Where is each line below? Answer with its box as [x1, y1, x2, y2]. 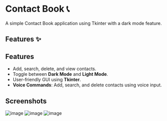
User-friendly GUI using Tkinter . [12, 77, 81, 83]
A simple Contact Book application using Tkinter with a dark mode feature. [5, 20, 162, 26]
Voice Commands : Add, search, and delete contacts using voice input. [12, 82, 162, 88]
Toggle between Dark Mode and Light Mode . [12, 71, 108, 77]
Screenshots [5, 97, 47, 105]
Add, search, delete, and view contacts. [12, 66, 97, 72]
